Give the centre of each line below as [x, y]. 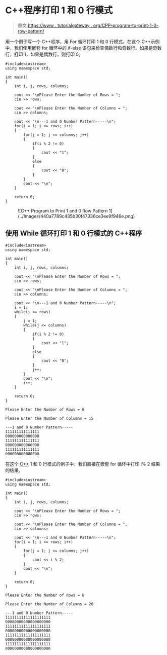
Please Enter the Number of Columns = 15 [49, 418]
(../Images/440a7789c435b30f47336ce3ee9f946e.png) [76, 216]
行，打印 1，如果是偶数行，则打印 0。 [44, 54]
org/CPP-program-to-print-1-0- [126, 25]
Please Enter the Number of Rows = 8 [45, 595]
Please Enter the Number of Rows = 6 [45, 409]
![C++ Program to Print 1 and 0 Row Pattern [63, 210]
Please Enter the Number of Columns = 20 [49, 604]
